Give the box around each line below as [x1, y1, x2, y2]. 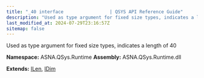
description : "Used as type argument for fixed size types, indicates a [6, 14, 194, 20]
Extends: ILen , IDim [6, 65, 56, 73]
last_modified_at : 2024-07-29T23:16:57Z [6, 20, 110, 26]
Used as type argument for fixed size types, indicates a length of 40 [6, 42, 177, 49]
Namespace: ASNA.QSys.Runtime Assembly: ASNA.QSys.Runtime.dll [6, 53, 182, 61]
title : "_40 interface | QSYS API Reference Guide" [6, 8, 183, 15]
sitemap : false [6, 25, 45, 32]
